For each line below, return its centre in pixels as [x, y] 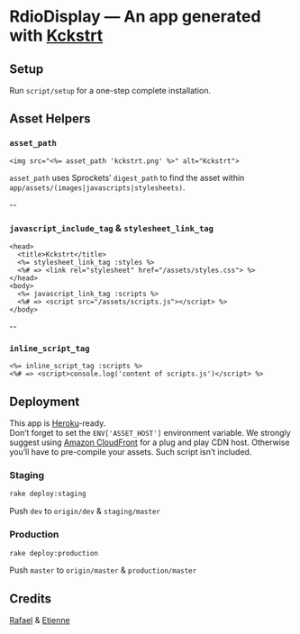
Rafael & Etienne [40, 620]
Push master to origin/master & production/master [103, 570]
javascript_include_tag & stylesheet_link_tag [112, 228]
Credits [31, 598]
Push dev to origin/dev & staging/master [85, 512]
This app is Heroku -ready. [58, 423]
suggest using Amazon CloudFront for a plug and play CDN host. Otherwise [150, 442]
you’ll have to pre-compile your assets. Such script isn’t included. [131, 452]
